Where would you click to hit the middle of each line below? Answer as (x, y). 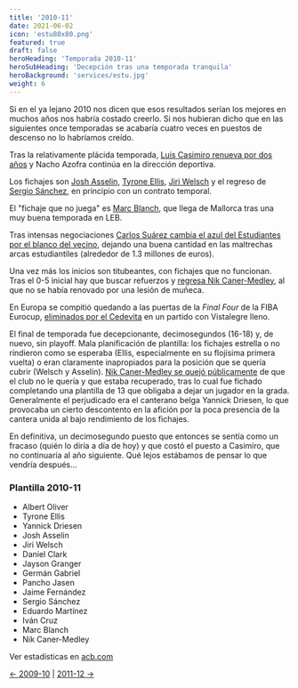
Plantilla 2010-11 (45, 488)
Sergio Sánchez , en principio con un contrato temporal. (110, 190)
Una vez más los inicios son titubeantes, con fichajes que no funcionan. (141, 271)
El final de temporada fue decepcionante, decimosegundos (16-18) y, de (141, 334)
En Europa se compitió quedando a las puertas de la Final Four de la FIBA (144, 307)
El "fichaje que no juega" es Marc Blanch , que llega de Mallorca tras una (141, 208)
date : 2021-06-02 (41, 26)
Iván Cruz (40, 620)
